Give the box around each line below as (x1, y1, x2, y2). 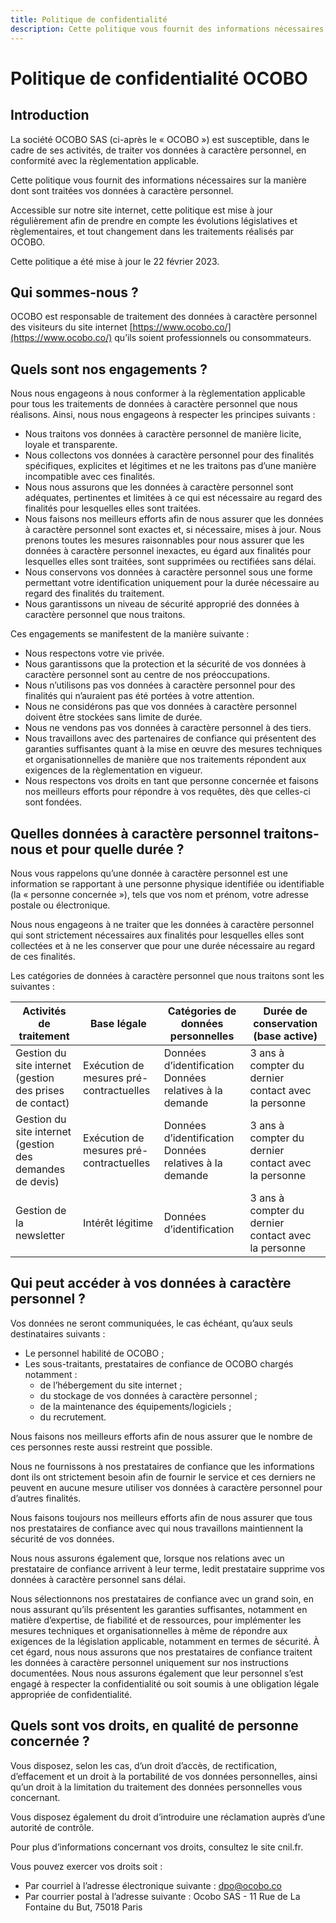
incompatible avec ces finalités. (24, 471, 156, 483)
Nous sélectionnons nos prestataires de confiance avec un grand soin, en (10, 1592, 314, 1605)
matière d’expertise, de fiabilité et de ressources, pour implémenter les (10, 1614, 302, 1626)
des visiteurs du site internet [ (10, 321, 133, 333)
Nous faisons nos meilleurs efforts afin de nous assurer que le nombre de (10, 1430, 313, 1442)
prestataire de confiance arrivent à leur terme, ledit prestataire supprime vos (10, 1562, 325, 1575)
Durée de (263, 1004, 308, 1018)
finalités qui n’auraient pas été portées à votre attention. (24, 690, 255, 702)
